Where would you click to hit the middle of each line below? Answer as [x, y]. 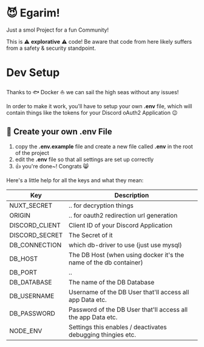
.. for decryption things [101, 205]
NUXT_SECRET [31, 205]
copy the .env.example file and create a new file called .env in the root [104, 146]
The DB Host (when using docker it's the [127, 255]
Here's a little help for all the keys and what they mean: [75, 180]
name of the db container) [106, 263]
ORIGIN [20, 215]
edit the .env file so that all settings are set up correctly [84, 159]
